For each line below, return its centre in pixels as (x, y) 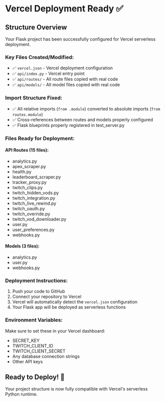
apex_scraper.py (29, 166)
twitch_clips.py (27, 187)
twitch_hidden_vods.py (36, 193)
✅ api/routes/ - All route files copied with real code (65, 79)
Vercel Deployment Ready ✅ (64, 9)
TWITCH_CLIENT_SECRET (39, 351)
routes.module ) (27, 114)
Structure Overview (36, 27)
